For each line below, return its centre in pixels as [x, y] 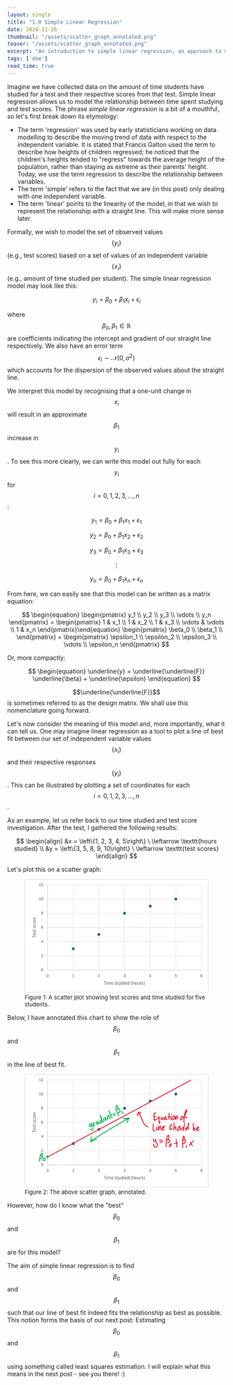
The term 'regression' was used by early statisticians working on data [117, 129]
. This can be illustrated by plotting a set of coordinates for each [99, 785]
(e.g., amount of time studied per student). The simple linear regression [109, 279]
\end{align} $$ [116, 856]
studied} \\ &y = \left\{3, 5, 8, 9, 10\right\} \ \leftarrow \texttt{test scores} [116, 849]
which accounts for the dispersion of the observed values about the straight [116, 370]
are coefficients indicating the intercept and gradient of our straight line [109, 338]
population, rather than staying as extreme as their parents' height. [112, 166]
